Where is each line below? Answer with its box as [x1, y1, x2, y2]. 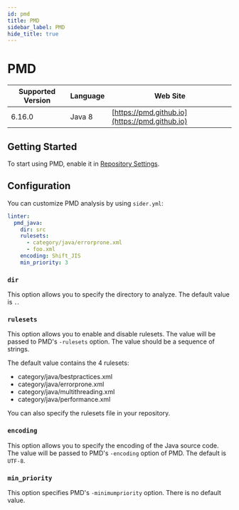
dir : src [20, 225, 46, 233]
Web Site [154, 91, 186, 101]
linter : [7, 213, 31, 220]
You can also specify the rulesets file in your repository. [7, 409, 171, 418]
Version [23, 95, 51, 105]
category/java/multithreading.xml [17, 388, 115, 396]
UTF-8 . [7, 456, 26, 464]
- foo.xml [26, 246, 55, 253]
